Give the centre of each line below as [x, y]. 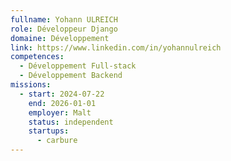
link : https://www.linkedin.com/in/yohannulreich [116, 47]
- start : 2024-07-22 [62, 94]
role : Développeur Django [64, 29]
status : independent [71, 122]
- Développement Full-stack [78, 66]
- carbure [57, 141]
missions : [31, 85]
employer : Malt [60, 112]
